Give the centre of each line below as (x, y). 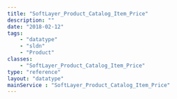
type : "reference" (34, 72)
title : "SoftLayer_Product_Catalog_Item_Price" (78, 14)
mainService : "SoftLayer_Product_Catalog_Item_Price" (89, 85)
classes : (20, 59)
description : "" (31, 20)
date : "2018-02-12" (36, 26)
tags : (15, 33)
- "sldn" (33, 46)
